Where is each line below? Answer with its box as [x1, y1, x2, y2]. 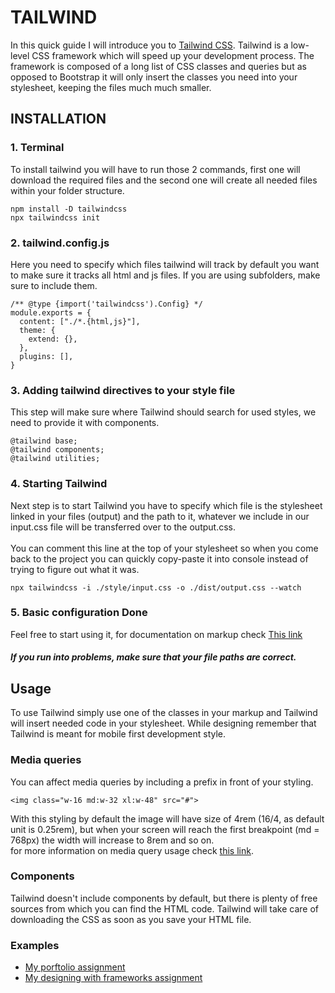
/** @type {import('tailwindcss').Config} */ [10, 299, 203, 309]
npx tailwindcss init [10, 212, 101, 223]
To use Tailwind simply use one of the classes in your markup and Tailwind [10, 707, 318, 719]
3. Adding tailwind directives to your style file [10, 383, 236, 397]
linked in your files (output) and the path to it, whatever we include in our [10, 510, 310, 522]
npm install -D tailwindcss [10, 204, 128, 214]
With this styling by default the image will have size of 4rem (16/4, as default [10, 812, 325, 825]
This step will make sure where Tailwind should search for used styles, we [10, 406, 317, 418]
